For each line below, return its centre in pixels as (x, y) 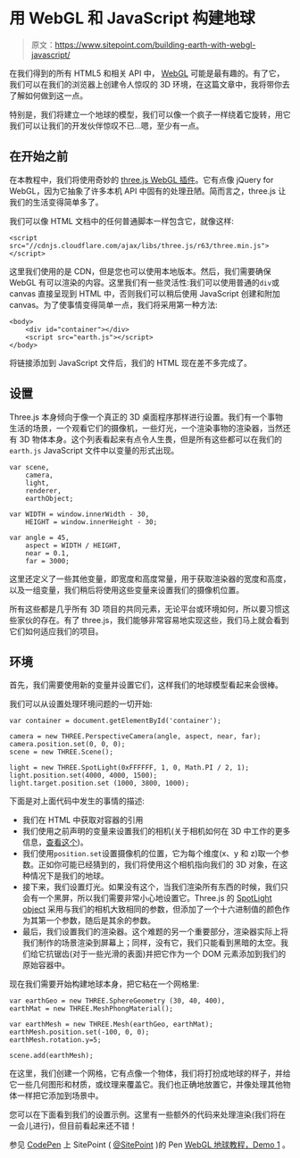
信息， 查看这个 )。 (55, 842)
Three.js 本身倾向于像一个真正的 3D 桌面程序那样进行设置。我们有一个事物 (146, 417)
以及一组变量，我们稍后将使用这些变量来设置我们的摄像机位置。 (126, 589)
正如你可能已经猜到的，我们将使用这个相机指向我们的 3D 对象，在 (159, 865)
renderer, (44, 491)
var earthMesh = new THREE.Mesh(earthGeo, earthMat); (112, 1025)
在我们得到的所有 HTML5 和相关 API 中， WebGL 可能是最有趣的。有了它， (147, 73)
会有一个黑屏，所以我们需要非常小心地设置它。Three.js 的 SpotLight (147, 898)
